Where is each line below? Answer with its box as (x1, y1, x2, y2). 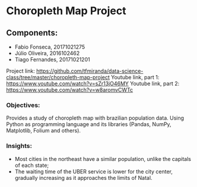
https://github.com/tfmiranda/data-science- (36, 67, 144, 75)
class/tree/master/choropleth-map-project (6, 74, 110, 80)
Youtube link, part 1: (110, 74, 160, 80)
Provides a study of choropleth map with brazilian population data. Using (6, 114, 185, 122)
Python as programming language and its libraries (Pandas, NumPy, (6, 121, 171, 128)
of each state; (14, 162, 49, 169)
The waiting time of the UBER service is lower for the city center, (14, 167, 173, 175)
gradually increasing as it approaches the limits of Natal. (14, 174, 152, 181)
